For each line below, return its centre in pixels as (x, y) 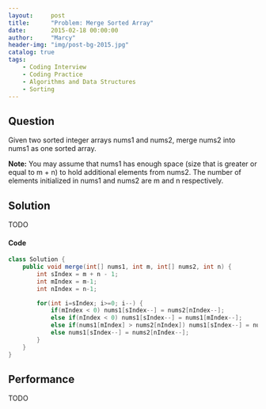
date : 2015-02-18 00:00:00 (63, 30)
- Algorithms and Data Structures (79, 81)
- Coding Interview (55, 67)
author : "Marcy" (42, 38)
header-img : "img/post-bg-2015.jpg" (68, 45)
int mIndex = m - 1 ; (67, 282)
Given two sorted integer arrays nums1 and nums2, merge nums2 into (122, 140)
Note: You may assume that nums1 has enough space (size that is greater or (133, 164)
